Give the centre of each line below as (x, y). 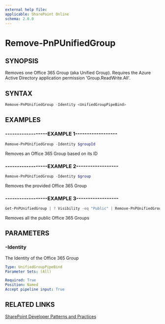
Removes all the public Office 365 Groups (47, 218)
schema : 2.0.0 (20, 19)
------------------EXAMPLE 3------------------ (62, 198)
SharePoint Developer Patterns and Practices (51, 316)
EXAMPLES (23, 120)
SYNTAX (19, 93)
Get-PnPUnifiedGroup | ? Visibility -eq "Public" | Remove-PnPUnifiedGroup (84, 209)
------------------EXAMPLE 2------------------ (62, 166)
